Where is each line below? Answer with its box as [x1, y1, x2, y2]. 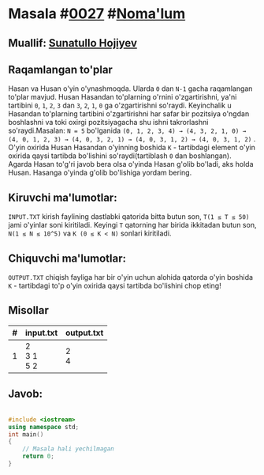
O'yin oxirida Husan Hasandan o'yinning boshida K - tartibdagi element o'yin [8, 143, 256, 153]
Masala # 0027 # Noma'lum [8, 5, 186, 23]
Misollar [8, 303, 50, 317]
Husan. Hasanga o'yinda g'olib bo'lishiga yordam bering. [8, 168, 192, 178]
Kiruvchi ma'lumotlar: [8, 190, 117, 204]
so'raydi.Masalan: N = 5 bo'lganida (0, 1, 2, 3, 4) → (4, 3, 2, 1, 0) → [8, 126, 247, 135]
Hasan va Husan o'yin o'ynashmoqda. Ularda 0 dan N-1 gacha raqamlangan [8, 84, 253, 93]
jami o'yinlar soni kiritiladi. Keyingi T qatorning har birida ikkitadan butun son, [8, 221, 257, 230]
